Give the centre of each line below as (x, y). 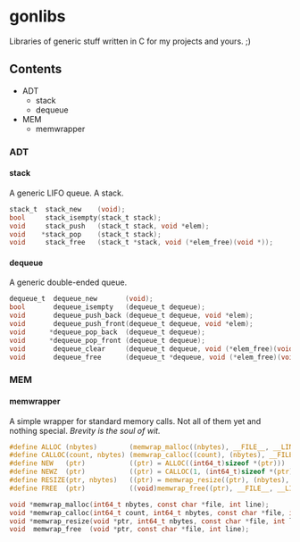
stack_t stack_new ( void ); (67, 209)
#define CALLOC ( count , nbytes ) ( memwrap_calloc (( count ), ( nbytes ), (137, 455)
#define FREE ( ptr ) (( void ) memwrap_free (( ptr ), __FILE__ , (142, 488)
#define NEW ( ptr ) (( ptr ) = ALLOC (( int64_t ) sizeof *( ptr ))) (147, 463)
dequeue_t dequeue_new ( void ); (81, 299)
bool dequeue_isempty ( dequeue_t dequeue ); (107, 307)
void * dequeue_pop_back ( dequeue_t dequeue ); (107, 332)
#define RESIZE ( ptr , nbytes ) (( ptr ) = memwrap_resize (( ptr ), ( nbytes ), (150, 480)
